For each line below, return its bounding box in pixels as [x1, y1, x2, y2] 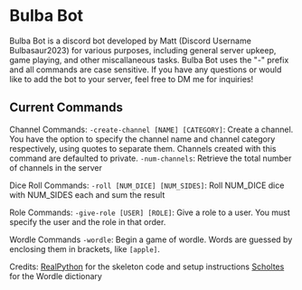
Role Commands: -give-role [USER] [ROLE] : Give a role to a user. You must [9, 207, 291, 218]
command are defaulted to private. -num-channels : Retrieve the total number [9, 153, 292, 164]
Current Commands [9, 100, 124, 116]
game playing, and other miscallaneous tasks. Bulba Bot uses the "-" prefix [9, 54, 289, 65]
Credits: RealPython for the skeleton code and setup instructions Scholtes [9, 261, 285, 272]
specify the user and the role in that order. [9, 216, 166, 227]
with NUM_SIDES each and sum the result [9, 189, 165, 200]
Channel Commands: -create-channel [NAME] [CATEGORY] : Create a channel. [9, 124, 294, 135]
